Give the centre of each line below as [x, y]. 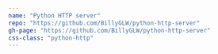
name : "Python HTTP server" [55, 15]
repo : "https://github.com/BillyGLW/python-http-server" [104, 23]
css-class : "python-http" [51, 38]
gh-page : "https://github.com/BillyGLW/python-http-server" [110, 30]
